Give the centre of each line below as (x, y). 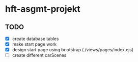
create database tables (35, 39)
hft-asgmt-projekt (43, 9)
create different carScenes (39, 55)
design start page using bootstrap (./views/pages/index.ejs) (73, 50)
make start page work (34, 44)
